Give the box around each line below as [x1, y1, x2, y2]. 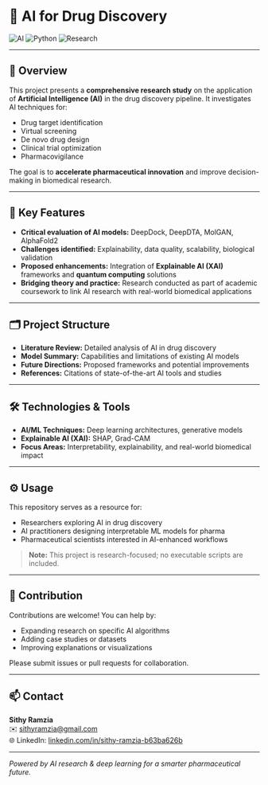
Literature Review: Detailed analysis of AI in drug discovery [20, 343, 217, 353]
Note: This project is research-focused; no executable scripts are [28, 550, 243, 559]
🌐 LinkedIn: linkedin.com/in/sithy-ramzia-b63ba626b [9, 735, 184, 744]
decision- [227, 167, 259, 176]
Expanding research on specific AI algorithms [20, 626, 170, 635]
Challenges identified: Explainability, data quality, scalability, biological [20, 244, 255, 253]
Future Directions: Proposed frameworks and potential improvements [20, 360, 250, 370]
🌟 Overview [9, 64, 68, 78]
